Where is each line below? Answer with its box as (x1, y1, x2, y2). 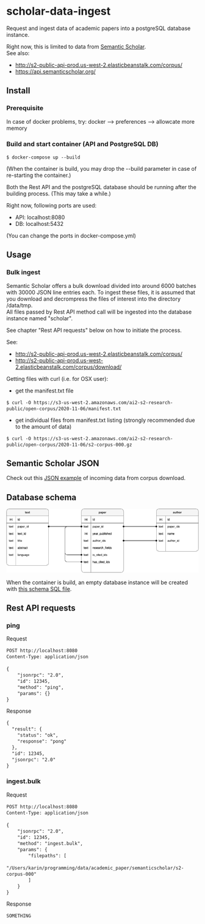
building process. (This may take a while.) (6, 190, 111, 197)
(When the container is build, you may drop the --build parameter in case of (6, 165, 197, 172)
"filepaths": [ (28, 852, 67, 858)
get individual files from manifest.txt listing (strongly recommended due (15, 416, 195, 424)
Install (6, 86, 31, 96)
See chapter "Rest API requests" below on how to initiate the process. (6, 326, 182, 334)
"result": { (12, 726, 43, 732)
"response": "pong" (17, 738, 67, 745)
